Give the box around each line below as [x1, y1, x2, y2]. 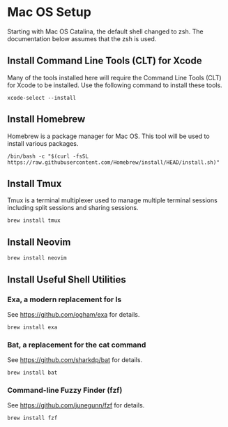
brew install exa [7, 324, 58, 331]
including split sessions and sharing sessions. [7, 204, 139, 212]
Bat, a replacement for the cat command [7, 340, 146, 350]
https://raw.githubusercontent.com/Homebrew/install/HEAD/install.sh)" [7, 158, 220, 166]
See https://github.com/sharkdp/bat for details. [7, 356, 143, 364]
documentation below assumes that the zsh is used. [7, 34, 157, 43]
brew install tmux [7, 217, 61, 224]
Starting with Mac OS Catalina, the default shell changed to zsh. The [7, 27, 204, 36]
